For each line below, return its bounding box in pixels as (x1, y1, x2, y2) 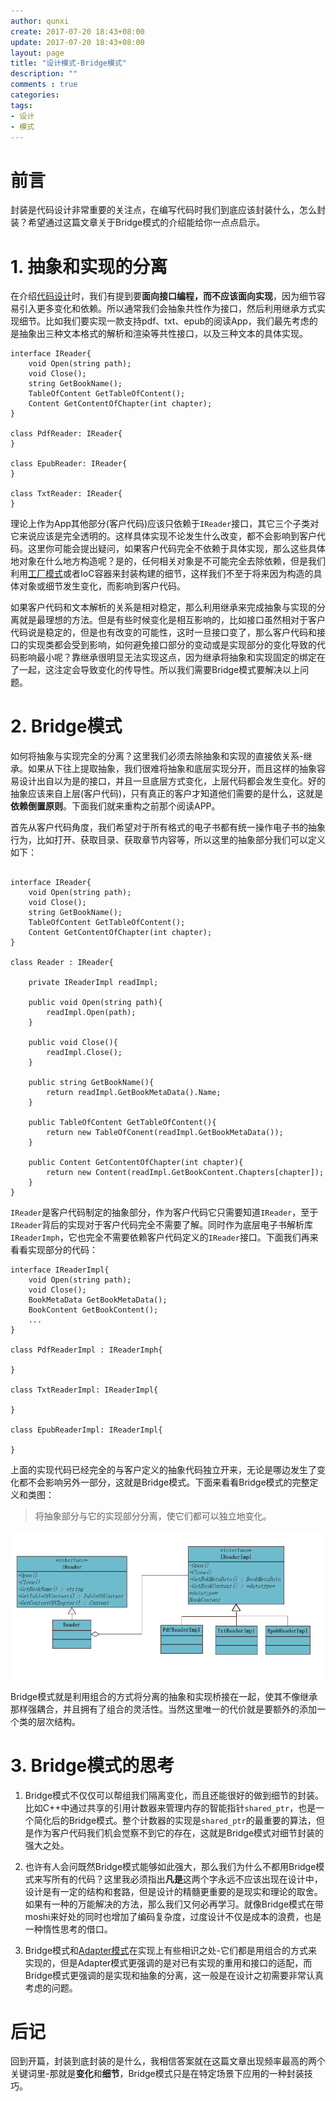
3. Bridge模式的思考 (10, 1754, 175, 1777)
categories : (10, 90, 60, 100)
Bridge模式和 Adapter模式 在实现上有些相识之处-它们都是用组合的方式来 (24, 1944, 318, 1956)
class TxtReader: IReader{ (10, 489, 123, 499)
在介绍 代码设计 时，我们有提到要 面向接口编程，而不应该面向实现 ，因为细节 (10, 290, 317, 302)
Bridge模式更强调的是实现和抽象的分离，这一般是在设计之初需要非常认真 (24, 1969, 325, 1981)
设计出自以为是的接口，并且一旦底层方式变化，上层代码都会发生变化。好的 (18, 775, 326, 787)
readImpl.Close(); (46, 1048, 123, 1058)
